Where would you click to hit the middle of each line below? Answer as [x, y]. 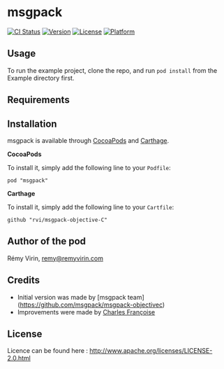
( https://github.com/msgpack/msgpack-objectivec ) [91, 305]
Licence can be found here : [48, 351]
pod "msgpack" [28, 180]
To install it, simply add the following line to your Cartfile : [91, 207]
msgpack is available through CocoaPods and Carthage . [88, 140]
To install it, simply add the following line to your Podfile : [89, 167]
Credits [24, 280]
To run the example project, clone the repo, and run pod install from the [112, 70]
